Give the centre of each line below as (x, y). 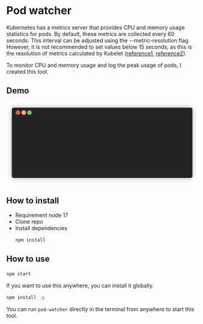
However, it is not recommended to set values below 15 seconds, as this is (99, 47)
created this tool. (27, 71)
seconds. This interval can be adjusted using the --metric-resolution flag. (98, 40)
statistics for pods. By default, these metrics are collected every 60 (91, 33)
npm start (19, 274)
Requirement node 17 (42, 215)
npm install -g (26, 297)
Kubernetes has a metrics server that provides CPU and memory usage (96, 27)
